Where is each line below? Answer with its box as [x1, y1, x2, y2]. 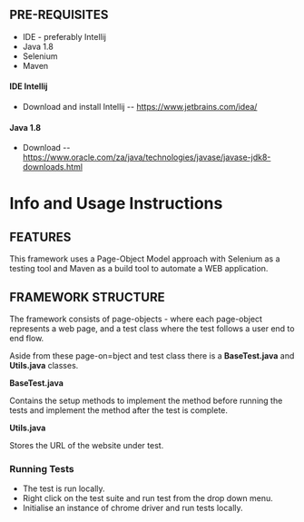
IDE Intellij [9, 81, 48, 92]
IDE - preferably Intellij [22, 31, 107, 42]
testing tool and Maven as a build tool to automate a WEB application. [9, 263, 269, 274]
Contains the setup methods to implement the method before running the [9, 395, 283, 407]
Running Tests [9, 462, 74, 475]
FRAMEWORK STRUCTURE [9, 290, 165, 305]
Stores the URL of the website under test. [9, 440, 164, 451]
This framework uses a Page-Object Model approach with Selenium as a [9, 253, 280, 264]
